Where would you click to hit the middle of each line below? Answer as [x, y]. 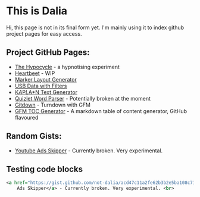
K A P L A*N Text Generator [46, 92]
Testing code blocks [45, 169]
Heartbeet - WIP [35, 73]
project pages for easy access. [44, 33]
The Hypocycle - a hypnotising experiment [67, 67]
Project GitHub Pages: [48, 53]
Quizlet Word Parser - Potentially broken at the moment [82, 98]
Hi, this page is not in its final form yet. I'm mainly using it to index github [95, 27]
